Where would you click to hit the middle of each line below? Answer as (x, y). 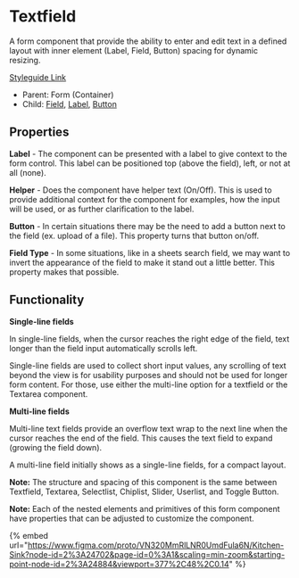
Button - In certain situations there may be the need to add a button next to (147, 226)
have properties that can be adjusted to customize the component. (132, 518)
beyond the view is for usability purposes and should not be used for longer (149, 375)
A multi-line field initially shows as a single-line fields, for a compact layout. (148, 465)
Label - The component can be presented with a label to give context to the (148, 153)
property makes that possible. (64, 272)
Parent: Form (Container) (68, 95)
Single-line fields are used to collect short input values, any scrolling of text (148, 365)
